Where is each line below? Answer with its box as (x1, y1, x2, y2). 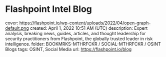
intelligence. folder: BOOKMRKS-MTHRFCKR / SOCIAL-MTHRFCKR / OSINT (5, 41, 161, 47)
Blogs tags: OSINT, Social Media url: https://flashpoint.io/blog (5, 46, 132, 52)
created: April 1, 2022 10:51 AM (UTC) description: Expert (29, 25, 148, 31)
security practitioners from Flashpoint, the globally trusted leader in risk (5, 36, 153, 42)
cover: (5, 20, 18, 26)
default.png (5, 25, 29, 31)
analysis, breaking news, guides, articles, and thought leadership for (5, 30, 146, 36)
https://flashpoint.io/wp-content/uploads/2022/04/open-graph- (19, 20, 151, 26)
